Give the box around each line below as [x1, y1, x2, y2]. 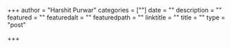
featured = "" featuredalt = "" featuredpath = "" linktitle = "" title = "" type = [7, 13, 226, 22]
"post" [7, 21, 26, 29]
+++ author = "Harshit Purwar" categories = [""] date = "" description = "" [7, 6, 223, 14]
